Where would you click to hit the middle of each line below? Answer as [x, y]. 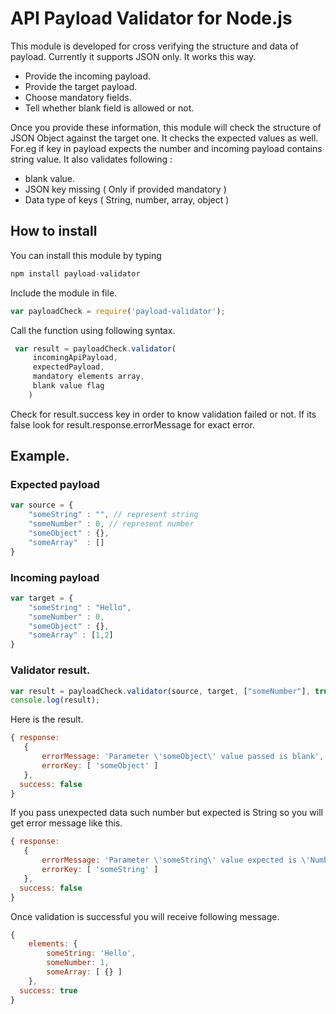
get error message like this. [66, 823]
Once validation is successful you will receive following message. [145, 916]
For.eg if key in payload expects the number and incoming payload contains [166, 148]
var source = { [42, 505]
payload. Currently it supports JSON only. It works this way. [133, 56]
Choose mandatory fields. [78, 97]
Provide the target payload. [81, 86]
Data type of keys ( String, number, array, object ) [127, 199]
